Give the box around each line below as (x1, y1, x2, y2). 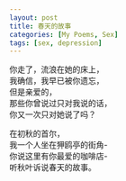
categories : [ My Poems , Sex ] (9, 30, 119, 39)
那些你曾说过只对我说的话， (9, 98, 112, 109)
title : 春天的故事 (9, 22, 72, 31)
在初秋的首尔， (9, 128, 65, 140)
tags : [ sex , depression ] (9, 38, 103, 48)
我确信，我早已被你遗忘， (9, 76, 104, 86)
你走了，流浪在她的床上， (9, 64, 104, 75)
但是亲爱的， (9, 86, 57, 97)
